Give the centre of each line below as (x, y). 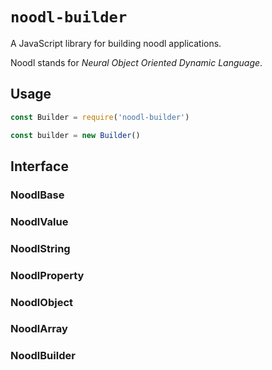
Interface (39, 166)
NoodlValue (39, 221)
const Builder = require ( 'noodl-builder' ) (100, 117)
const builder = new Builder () (75, 135)
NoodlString (40, 248)
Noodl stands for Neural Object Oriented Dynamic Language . (136, 62)
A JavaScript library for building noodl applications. (116, 43)
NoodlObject (41, 302)
